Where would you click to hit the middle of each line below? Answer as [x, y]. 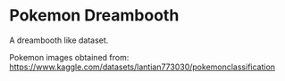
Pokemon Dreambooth [94, 16]
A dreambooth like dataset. [59, 40]
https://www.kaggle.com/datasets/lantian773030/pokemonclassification [142, 67]
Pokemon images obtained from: [69, 57]
